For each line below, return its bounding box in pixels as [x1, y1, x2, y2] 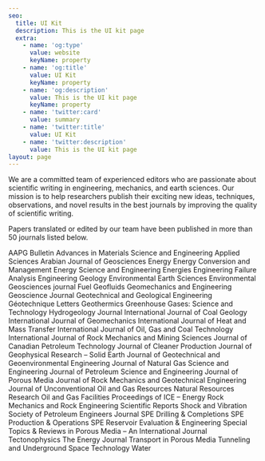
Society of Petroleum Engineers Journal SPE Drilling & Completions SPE [8, 409, 245, 419]
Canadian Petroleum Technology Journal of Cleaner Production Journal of [8, 341, 253, 352]
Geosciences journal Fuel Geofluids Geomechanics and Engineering [8, 282, 232, 292]
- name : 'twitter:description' [22, 137, 127, 146]
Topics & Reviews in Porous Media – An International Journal [8, 427, 208, 436]
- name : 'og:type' [22, 42, 84, 50]
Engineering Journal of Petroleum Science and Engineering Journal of [8, 367, 239, 376]
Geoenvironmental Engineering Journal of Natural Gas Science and [8, 359, 229, 368]
